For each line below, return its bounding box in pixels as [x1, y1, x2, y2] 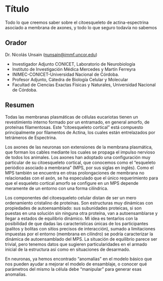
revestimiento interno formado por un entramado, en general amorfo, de [5, 119, 150, 125]
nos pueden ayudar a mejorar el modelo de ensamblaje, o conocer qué [5, 261, 147, 267]
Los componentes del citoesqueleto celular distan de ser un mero [5, 194, 137, 200]
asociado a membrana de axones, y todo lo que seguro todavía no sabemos [5, 24, 157, 30]
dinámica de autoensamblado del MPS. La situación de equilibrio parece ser [5, 236, 158, 242]
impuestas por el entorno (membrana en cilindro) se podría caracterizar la [5, 231, 153, 237]
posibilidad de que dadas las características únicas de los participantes [5, 220, 148, 227]
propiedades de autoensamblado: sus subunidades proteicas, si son [5, 205, 142, 211]
